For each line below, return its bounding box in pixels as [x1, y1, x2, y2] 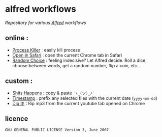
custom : [5, 77, 33, 85]
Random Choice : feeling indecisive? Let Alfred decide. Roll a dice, [12, 57, 147, 63]
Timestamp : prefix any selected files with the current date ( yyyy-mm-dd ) [12, 95, 158, 101]
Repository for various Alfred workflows [5, 20, 86, 26]
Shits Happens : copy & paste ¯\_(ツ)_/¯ [12, 90, 95, 96]
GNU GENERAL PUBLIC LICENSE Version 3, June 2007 [5, 128, 109, 133]
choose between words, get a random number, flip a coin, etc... [12, 62, 141, 68]
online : [5, 34, 29, 42]
